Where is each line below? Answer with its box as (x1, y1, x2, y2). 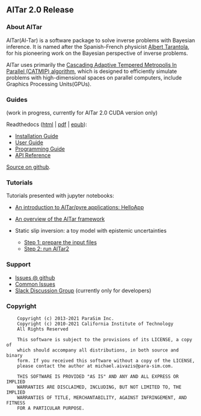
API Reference (14, 151, 51, 159)
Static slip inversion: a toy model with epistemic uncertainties (14, 227, 167, 235)
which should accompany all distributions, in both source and (17, 347, 179, 353)
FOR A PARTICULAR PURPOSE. (17, 405, 85, 411)
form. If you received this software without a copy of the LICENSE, (17, 358, 196, 364)
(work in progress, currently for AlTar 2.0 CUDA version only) (6, 109, 158, 116)
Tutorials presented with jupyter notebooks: (6, 192, 114, 200)
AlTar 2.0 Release (6, 5, 74, 15)
